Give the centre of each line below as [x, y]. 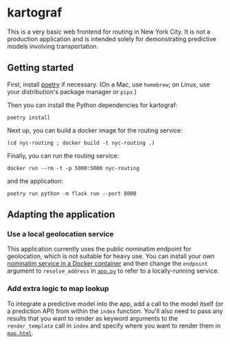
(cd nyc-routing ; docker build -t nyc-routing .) [81, 143]
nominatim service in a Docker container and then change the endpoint [107, 264]
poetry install [29, 117]
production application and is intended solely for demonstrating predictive [112, 38]
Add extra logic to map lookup [58, 288]
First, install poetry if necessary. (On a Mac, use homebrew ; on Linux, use [109, 84]
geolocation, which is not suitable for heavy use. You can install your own [111, 256]
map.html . [21, 333]
